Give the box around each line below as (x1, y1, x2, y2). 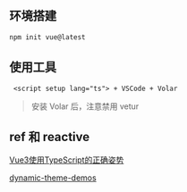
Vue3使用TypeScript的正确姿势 (9, 154, 124, 165)
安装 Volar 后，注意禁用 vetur (30, 101, 140, 112)
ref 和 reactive (9, 129, 90, 145)
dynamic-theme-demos (9, 172, 97, 183)
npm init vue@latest (9, 32, 87, 42)
